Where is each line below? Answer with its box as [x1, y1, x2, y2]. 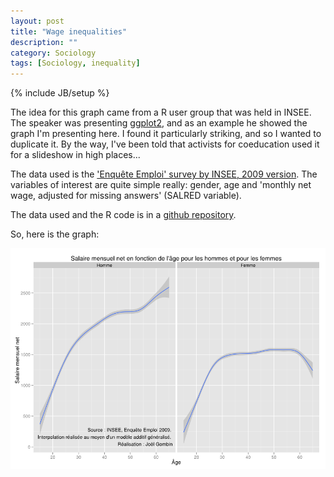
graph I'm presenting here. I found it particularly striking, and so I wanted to [10, 128, 322, 140]
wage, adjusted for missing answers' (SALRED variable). [10, 190, 242, 202]
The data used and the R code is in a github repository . [10, 209, 237, 221]
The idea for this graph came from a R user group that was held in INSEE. [10, 106, 312, 119]
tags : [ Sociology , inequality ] [10, 58, 141, 69]
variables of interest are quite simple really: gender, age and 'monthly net [10, 179, 312, 191]
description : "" [10, 37, 78, 47]
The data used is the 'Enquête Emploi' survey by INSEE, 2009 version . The [10, 168, 318, 180]
